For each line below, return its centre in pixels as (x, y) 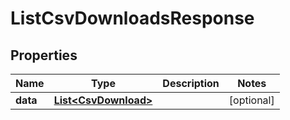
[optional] (251, 100)
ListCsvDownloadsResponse (132, 18)
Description (191, 83)
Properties (44, 55)
